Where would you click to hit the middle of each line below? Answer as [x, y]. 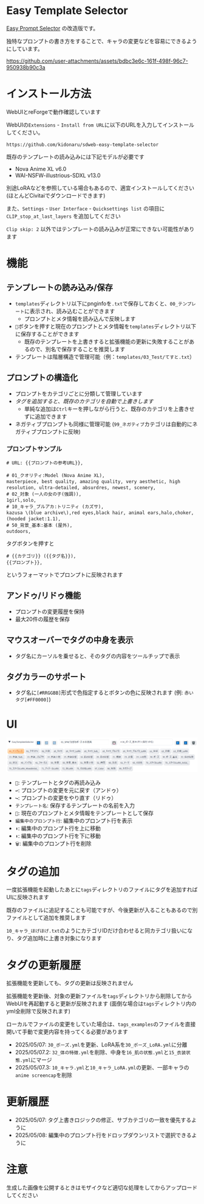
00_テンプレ [183, 304]
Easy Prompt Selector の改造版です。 [53, 28]
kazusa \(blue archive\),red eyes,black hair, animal [76, 513]
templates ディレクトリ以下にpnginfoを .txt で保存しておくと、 [92, 303]
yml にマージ [37, 1060]
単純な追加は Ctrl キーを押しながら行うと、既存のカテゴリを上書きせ [109, 409]
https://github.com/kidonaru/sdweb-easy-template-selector [83, 144]
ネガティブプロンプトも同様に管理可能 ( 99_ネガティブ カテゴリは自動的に [104, 424]
